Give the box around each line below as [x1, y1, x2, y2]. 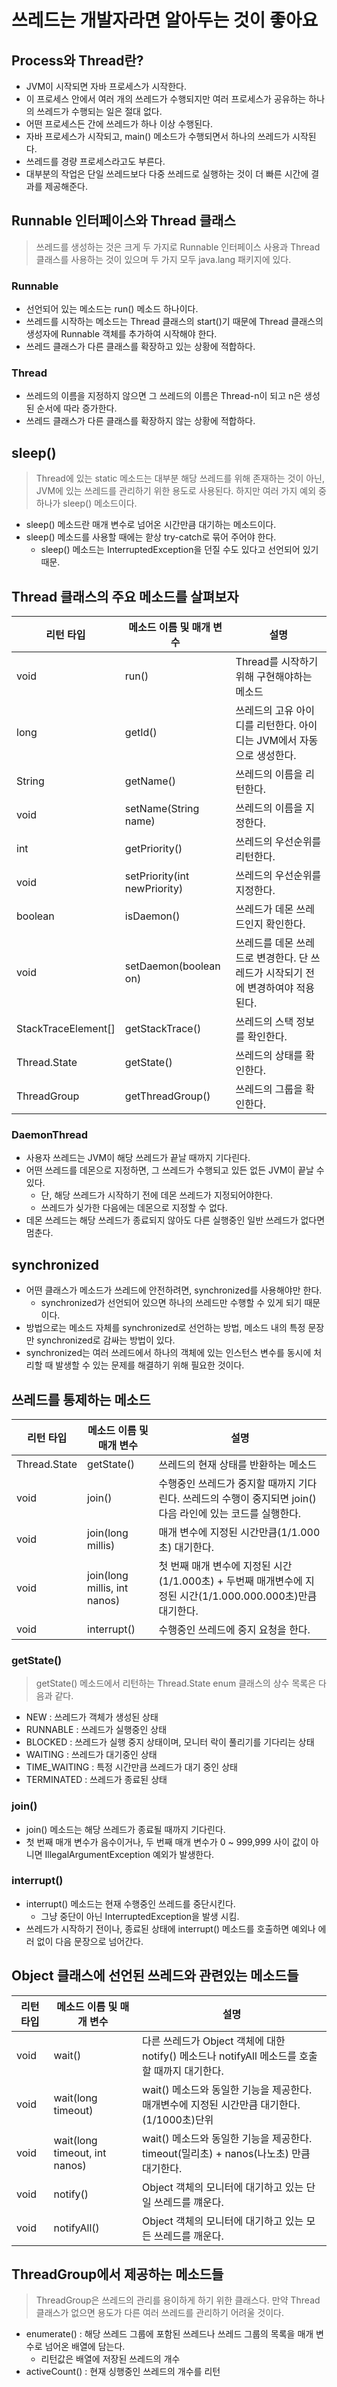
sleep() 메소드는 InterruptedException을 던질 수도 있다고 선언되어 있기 [40, 544, 319, 556]
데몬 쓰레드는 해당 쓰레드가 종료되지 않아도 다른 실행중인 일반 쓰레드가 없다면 [25, 1214, 326, 1226]
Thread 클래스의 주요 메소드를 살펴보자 [11, 588, 239, 605]
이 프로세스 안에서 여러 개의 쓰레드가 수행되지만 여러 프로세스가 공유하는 [25, 93, 307, 105]
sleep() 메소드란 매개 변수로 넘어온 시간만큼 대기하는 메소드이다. [25, 519, 277, 531]
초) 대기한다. [158, 1540, 215, 1554]
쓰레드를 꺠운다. [154, 2195, 224, 2209]
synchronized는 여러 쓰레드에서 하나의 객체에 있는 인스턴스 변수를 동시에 [25, 1347, 312, 1359]
